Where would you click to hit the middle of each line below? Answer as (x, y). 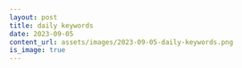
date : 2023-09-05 (42, 34)
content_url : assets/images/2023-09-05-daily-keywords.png (121, 42)
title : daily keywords (51, 26)
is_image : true (38, 50)
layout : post (33, 17)
